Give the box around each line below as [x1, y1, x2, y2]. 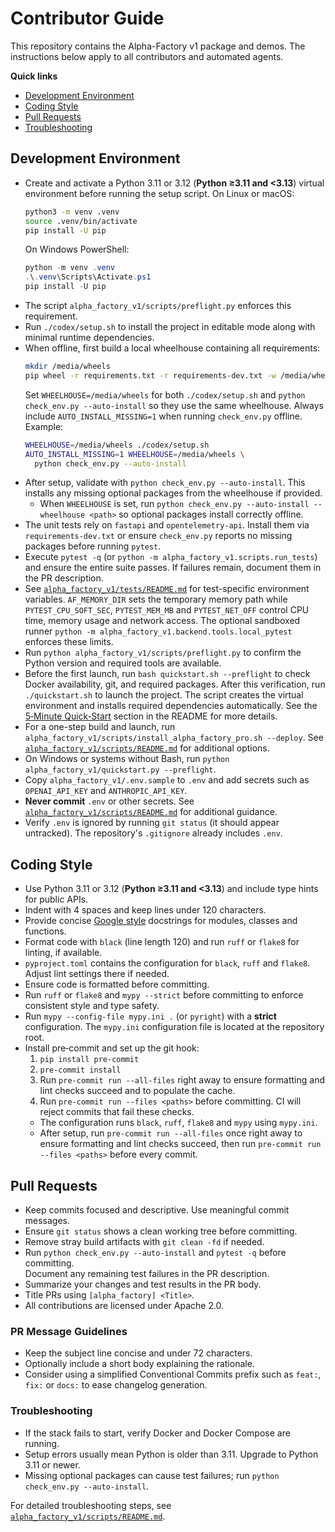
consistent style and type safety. [24, 1000, 160, 1012]
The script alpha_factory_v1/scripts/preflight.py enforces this [24, 300, 292, 311]
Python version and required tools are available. [24, 657, 222, 669]
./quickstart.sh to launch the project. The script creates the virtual [24, 689, 304, 701]
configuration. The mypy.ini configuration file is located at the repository [24, 1021, 325, 1033]
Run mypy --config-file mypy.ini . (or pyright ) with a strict [24, 1010, 277, 1022]
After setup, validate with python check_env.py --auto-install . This [24, 477, 306, 489]
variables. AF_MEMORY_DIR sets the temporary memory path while [24, 593, 288, 606]
